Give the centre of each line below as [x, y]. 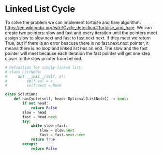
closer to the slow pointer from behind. [44, 58]
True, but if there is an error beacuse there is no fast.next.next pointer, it [77, 43]
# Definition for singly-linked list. [44, 67]
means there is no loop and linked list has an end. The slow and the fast [76, 48]
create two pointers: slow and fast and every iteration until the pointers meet [81, 33]
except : [30, 144]
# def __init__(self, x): [36, 76]
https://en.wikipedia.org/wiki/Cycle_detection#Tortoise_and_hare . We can [79, 27]
